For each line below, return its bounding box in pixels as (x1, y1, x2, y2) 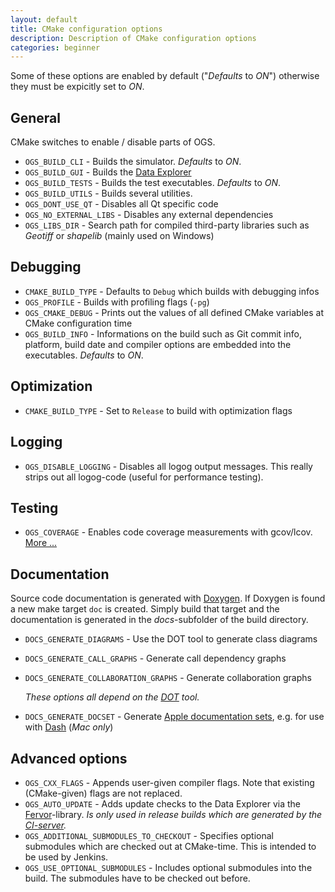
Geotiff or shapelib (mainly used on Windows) (24, 230, 215, 242)
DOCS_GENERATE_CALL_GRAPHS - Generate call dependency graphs (24, 652, 287, 665)
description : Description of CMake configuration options (10, 33, 257, 43)
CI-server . (24, 819, 67, 831)
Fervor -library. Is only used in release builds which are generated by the (24, 808, 323, 820)
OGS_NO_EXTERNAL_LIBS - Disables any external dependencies (24, 209, 274, 221)
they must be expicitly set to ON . (10, 81, 145, 93)
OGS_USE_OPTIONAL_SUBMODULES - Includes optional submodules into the (24, 861, 313, 873)
